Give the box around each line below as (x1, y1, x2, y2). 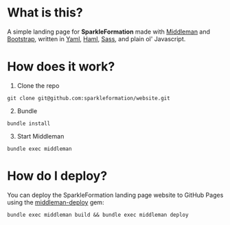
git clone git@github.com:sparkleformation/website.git (7, 95, 170, 102)
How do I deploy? (7, 168, 108, 184)
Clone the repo (16, 81, 60, 90)
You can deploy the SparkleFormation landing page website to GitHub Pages (7, 191, 224, 199)
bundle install (7, 120, 51, 127)
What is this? (7, 5, 84, 21)
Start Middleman (16, 132, 65, 140)
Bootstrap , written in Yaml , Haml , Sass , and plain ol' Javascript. (7, 34, 186, 43)
